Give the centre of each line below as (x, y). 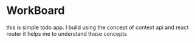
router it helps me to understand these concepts (67, 33)
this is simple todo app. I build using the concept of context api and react (97, 27)
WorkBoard (36, 11)
